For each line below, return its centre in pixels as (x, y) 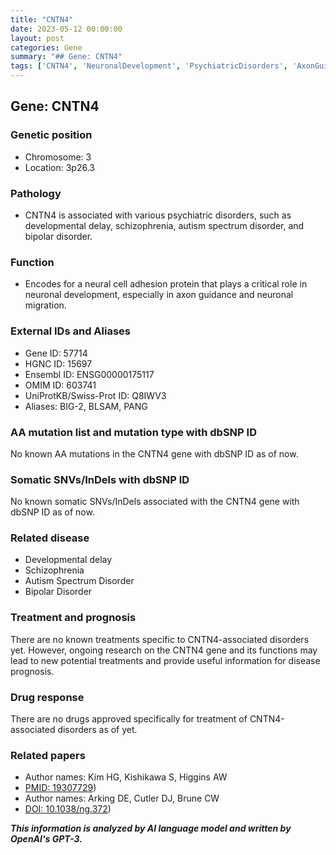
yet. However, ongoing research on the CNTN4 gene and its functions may (164, 650)
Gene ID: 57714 (56, 353)
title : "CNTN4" (42, 19)
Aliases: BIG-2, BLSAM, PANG (86, 406)
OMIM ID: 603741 (60, 385)
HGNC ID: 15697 (58, 363)
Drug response (47, 697)
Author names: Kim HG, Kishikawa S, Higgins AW (126, 777)
